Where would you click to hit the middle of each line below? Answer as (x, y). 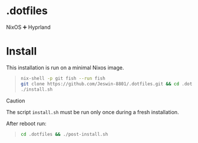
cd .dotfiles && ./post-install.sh (64, 134)
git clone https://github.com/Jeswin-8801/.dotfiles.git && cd (100, 84)
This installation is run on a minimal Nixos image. (65, 67)
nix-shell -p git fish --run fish (63, 78)
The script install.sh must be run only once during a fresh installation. (93, 112)
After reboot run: (27, 123)
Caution (16, 101)
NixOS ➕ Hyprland (29, 27)
